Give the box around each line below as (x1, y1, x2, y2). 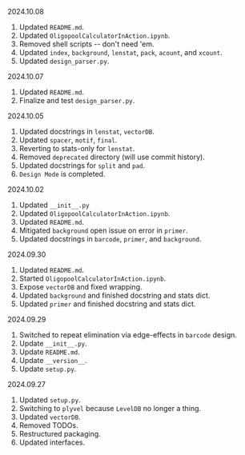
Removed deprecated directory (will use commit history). (18, 152, 205, 162)
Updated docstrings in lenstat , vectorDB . (18, 127, 155, 136)
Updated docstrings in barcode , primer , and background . (18, 234, 202, 243)
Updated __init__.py (18, 200, 90, 210)
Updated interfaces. (18, 437, 86, 447)
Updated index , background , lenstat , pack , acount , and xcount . (18, 48, 223, 57)
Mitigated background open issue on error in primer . (18, 226, 189, 235)
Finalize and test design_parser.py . (18, 96, 135, 105)
